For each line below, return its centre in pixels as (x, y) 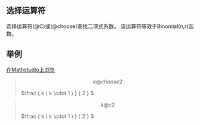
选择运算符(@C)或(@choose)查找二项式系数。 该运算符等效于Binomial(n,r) (98, 26)
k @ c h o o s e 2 (108, 82)
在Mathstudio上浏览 (30, 70)
